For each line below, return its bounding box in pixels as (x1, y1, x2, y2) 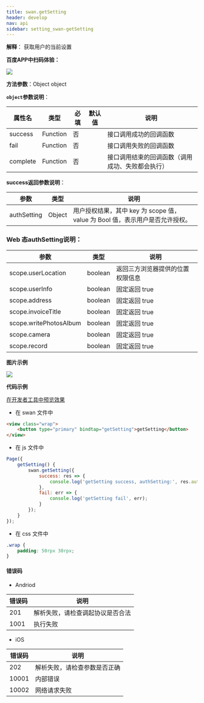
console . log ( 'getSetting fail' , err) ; (49, 496, 148, 502)
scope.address (9, 296, 52, 304)
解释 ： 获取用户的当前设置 (6, 43, 72, 50)
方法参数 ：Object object (6, 80, 67, 88)
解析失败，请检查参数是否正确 (35, 663, 120, 671)
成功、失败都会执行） (107, 162, 169, 171)
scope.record (9, 341, 47, 350)
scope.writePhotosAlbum (9, 318, 81, 327)
